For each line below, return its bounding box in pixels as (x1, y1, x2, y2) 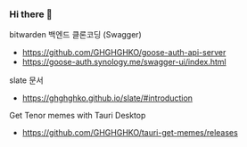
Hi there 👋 (9, 8, 54, 20)
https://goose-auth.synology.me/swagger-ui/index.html (21, 57, 226, 68)
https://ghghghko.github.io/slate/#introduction (21, 93, 193, 103)
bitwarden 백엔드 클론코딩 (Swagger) (9, 29, 143, 40)
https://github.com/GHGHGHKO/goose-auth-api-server (21, 47, 226, 58)
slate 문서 (9, 75, 44, 86)
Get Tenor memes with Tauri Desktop (9, 110, 146, 121)
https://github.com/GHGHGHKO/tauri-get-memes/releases (21, 127, 238, 138)
